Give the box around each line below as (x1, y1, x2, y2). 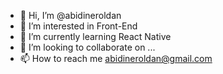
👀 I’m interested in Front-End (19, 20, 138, 32)
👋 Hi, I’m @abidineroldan (19, 10, 122, 21)
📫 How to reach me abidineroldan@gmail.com (19, 53, 213, 64)
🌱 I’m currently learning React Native (19, 31, 172, 42)
